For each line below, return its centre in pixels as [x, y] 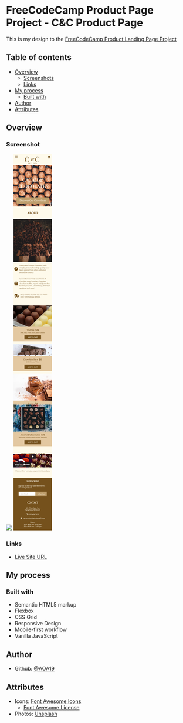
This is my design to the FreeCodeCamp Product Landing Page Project [91, 39]
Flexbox [24, 611]
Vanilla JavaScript [36, 636]
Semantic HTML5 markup [45, 605]
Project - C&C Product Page [75, 23]
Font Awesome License [52, 708]
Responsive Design [38, 624]
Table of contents [39, 57]
